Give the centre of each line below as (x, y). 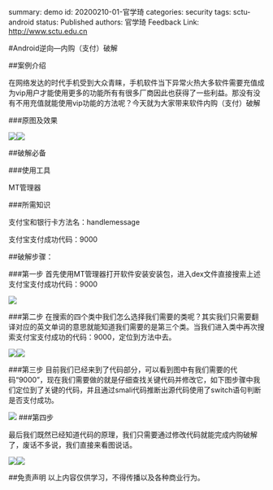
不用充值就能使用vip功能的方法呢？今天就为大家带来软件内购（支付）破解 (138, 103)
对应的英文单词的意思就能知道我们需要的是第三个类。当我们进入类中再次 (136, 327)
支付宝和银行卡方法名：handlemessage (74, 222)
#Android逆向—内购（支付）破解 (63, 48)
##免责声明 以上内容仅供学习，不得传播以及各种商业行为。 (106, 477)
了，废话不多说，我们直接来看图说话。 (72, 445)
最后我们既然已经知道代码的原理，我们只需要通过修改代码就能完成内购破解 (133, 435)
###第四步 (36, 417)
